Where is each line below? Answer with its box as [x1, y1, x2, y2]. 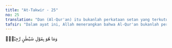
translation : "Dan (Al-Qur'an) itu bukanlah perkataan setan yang [5, 17, 150, 22]
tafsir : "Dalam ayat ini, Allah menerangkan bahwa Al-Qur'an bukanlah [5, 21, 159, 27]
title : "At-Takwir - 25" [5, 7, 58, 13]
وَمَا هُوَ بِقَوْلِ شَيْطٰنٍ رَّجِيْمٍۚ [5, 36, 58, 42]
